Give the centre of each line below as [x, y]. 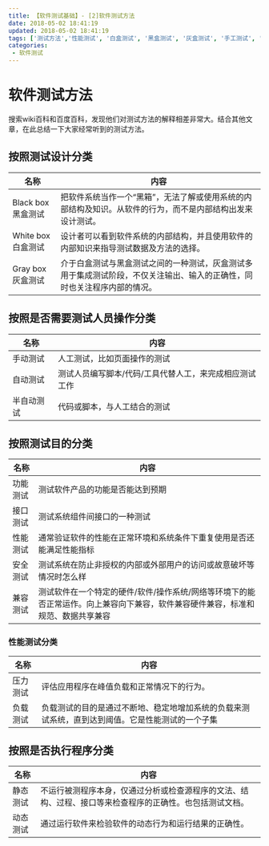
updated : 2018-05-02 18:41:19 [59, 31]
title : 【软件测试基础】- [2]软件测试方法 [72, 16]
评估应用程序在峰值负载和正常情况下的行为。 [125, 686]
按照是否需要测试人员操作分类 [82, 318]
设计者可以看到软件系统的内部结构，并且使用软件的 [157, 236]
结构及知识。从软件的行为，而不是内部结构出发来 [161, 209]
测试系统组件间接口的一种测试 [94, 517]
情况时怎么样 [62, 577]
